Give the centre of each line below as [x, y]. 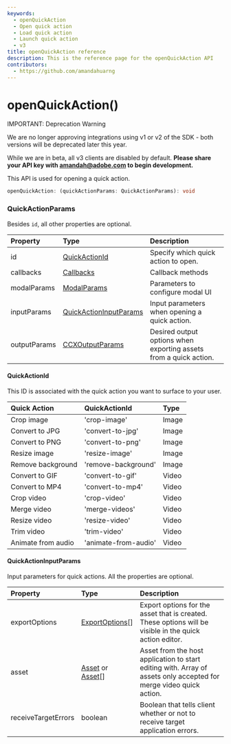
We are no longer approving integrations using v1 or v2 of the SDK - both [110, 138]
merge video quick [170, 685]
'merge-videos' [110, 509]
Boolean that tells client [177, 705]
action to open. [174, 261]
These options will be [174, 622]
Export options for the [175, 605]
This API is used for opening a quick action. [69, 179]
